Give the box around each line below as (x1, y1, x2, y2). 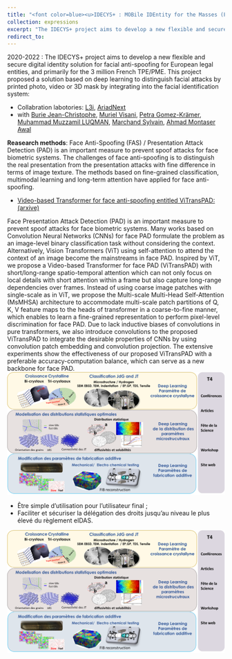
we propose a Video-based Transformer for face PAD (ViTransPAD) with (7, 261, 213, 270)
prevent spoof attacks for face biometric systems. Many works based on (7, 225, 214, 233)
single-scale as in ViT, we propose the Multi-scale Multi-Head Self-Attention (7, 291, 224, 299)
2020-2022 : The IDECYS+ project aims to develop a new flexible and (7, 53, 206, 62)
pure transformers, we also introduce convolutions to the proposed (7, 328, 198, 336)
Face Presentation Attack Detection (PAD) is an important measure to (7, 217, 204, 225)
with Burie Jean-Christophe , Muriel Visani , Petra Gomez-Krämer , (17, 111, 202, 119)
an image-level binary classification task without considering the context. (7, 239, 215, 247)
